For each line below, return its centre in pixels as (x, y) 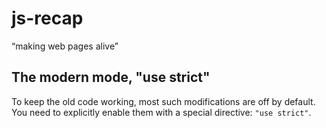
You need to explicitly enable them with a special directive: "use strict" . (161, 112)
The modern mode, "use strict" (111, 77)
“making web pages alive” (65, 46)
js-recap (47, 18)
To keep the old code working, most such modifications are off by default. (163, 101)
